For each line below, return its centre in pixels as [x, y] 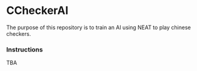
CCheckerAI [37, 11]
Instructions [25, 49]
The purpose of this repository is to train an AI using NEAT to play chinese [98, 27]
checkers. [19, 33]
